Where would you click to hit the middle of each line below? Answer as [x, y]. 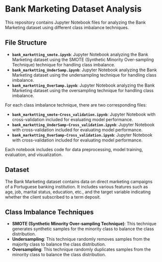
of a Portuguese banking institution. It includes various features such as [77, 186]
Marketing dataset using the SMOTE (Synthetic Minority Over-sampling [83, 60]
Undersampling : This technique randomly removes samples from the [81, 239]
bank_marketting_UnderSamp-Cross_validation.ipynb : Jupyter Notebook [83, 124]
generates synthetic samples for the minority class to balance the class [83, 229]
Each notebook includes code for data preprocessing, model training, [74, 149]
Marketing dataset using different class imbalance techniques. [67, 27]
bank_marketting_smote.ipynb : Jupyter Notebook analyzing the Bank [80, 54]
